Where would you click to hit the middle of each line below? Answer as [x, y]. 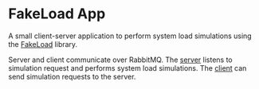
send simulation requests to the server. [72, 76]
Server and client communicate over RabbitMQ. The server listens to [120, 60]
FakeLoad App [57, 14]
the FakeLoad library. [43, 44]
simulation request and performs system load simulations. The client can [128, 68]
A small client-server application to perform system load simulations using [130, 36]
